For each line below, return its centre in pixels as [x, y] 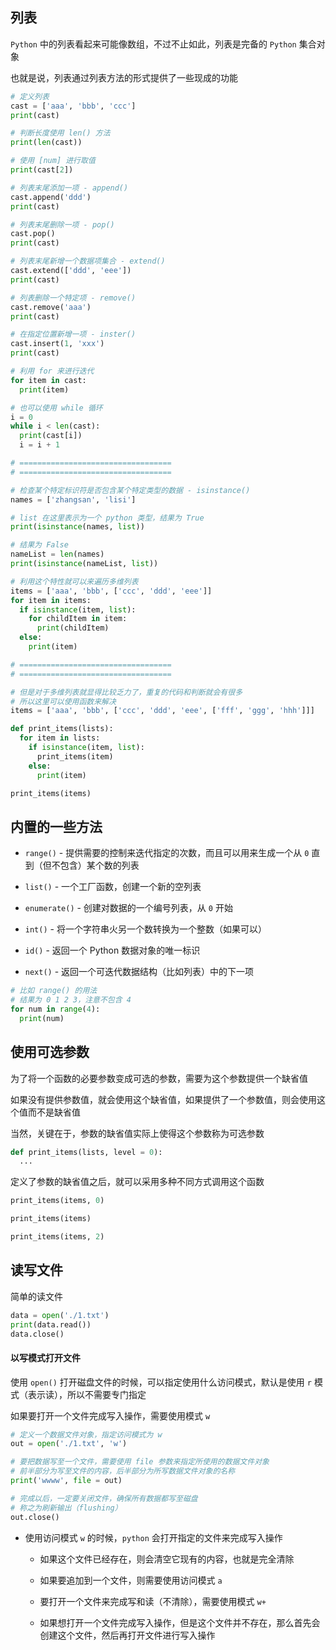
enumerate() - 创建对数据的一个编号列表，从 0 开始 [128, 908]
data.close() [37, 1334]
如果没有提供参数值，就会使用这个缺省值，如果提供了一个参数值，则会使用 [163, 1099]
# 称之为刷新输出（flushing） [66, 1508]
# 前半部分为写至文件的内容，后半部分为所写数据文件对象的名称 [123, 1471]
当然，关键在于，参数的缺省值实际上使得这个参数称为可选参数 [137, 1133]
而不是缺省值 [54, 1112]
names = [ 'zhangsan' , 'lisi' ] [73, 499]
